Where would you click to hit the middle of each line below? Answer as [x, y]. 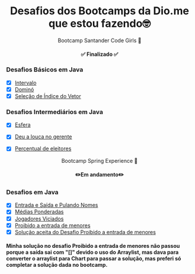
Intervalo [25, 83]
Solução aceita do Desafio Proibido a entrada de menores [85, 232]
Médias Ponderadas [39, 212]
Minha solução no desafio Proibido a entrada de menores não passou [93, 246]
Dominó [24, 89]
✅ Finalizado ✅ [100, 54]
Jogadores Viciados [39, 219]
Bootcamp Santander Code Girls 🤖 [100, 40]
